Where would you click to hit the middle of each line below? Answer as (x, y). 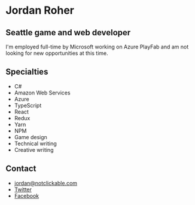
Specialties (27, 72)
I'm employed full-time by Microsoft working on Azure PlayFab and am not (97, 47)
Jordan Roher (40, 10)
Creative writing (34, 149)
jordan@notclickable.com (46, 183)
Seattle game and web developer (68, 33)
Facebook (27, 195)
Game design (31, 137)
